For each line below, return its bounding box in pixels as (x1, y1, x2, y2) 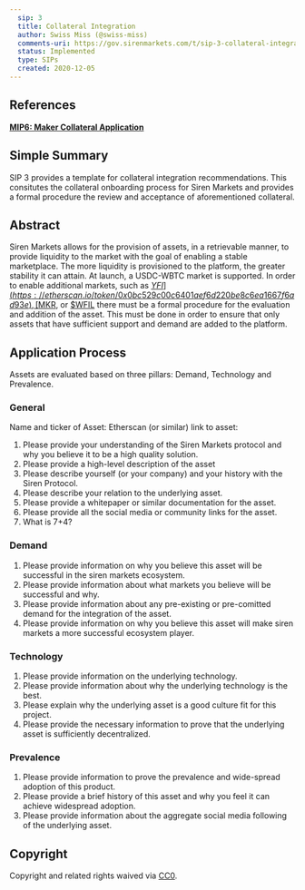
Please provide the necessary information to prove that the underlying (22, 719, 285, 730)
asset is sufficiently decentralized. (22, 729, 152, 739)
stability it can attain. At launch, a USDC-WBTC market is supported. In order (9, 270, 296, 281)
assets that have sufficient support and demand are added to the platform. (9, 318, 288, 329)
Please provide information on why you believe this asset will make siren (22, 618, 294, 629)
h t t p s (12, 289, 32, 300)
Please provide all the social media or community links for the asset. (22, 507, 278, 518)
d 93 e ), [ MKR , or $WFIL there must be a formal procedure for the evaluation (9, 299, 290, 310)
